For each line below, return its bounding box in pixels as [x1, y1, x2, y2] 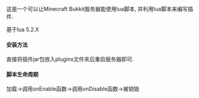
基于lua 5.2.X [6, 26, 40, 33]
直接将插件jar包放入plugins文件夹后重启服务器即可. [6, 55, 134, 63]
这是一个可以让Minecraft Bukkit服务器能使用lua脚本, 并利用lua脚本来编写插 [6, 5, 194, 12]
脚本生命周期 [6, 71, 38, 78]
